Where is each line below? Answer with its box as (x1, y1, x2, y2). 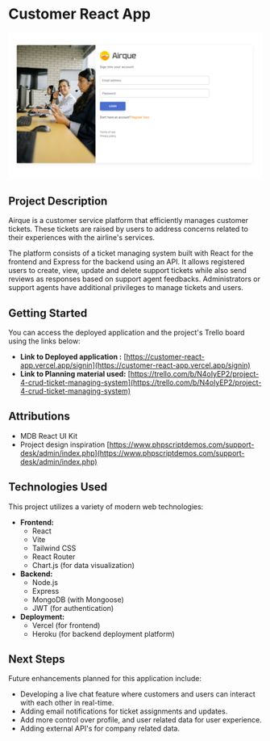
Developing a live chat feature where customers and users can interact (19, 689, 255, 699)
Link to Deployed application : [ (19, 352, 127, 361)
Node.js (31, 577, 59, 587)
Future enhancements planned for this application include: (8, 674, 201, 684)
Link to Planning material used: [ (19, 368, 131, 378)
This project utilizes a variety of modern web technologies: (8, 502, 204, 512)
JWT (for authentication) (31, 603, 114, 613)
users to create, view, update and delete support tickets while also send (8, 266, 247, 276)
